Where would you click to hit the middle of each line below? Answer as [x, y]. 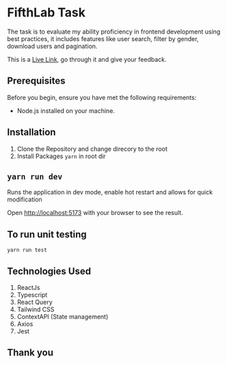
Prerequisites [36, 81]
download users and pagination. [52, 46]
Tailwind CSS [36, 309]
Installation [31, 133]
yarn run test [27, 250]
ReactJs [28, 288]
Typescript [32, 295]
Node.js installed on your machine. [66, 110]
